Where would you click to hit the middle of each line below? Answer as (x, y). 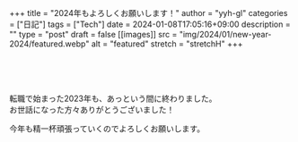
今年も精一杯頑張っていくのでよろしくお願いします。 (107, 129)
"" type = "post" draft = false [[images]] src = (93, 34)
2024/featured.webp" (49, 44)
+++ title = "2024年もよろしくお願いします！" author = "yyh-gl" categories (149, 13)
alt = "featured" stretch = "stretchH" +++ (167, 44)
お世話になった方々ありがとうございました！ (92, 109)
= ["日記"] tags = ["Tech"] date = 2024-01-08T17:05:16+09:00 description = (150, 24)
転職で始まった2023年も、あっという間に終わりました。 (113, 98)
